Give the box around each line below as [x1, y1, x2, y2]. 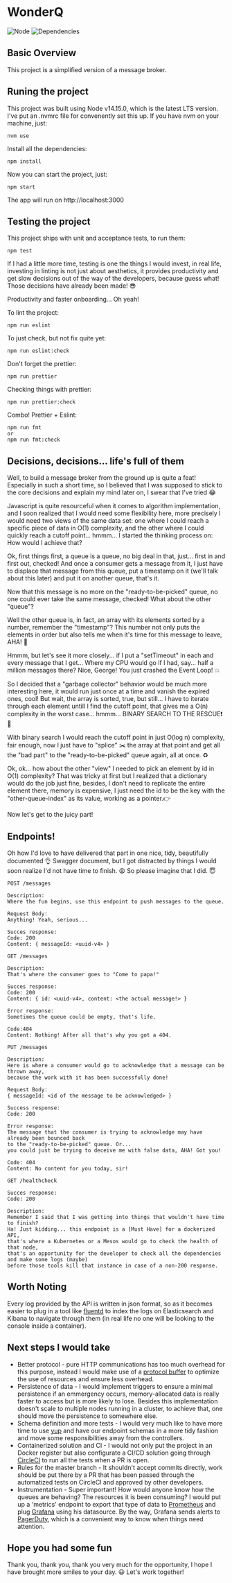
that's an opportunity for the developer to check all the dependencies [7, 1250, 222, 1257]
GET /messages [7, 953, 48, 960]
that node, [7, 1244, 39, 1251]
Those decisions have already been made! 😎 [7, 282, 136, 290]
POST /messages [7, 880, 51, 887]
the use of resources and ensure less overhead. [17, 1374, 154, 1383]
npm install [7, 157, 42, 165]
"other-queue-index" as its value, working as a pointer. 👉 [7, 795, 171, 803]
